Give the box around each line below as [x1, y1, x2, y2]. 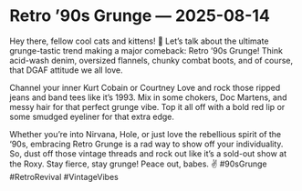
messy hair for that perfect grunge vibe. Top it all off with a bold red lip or [9, 101, 286, 112]
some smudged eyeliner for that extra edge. [9, 111, 175, 122]
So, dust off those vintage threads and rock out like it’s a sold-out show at [9, 147, 287, 159]
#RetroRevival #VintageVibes [9, 171, 119, 182]
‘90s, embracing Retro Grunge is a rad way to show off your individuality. [9, 138, 284, 149]
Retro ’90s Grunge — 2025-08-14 [9, 5, 271, 26]
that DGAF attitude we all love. [9, 65, 123, 75]
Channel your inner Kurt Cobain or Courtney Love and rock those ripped [9, 82, 281, 93]
